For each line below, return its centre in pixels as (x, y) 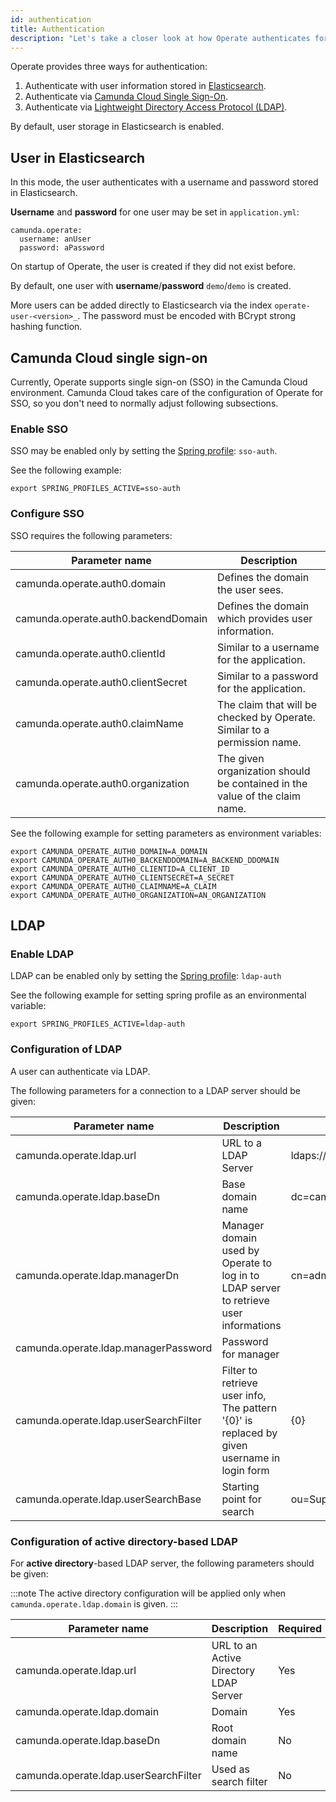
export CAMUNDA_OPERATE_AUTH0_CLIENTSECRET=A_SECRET (122, 877)
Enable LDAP (42, 954)
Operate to (247, 1263)
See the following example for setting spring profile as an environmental (158, 995)
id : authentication (51, 19)
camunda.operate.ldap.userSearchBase (108, 1499)
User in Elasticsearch (78, 157)
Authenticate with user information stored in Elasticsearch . (145, 86)
